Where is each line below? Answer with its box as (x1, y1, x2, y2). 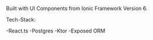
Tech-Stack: (6, 16, 36, 23)
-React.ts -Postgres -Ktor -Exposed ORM (6, 27, 106, 34)
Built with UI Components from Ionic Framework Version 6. (6, 5, 148, 12)
